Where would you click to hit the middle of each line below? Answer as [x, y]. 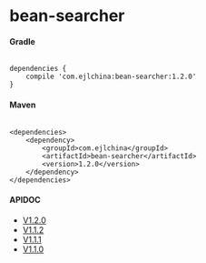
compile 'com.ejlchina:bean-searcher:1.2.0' [111, 77]
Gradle [23, 41]
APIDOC [25, 200]
